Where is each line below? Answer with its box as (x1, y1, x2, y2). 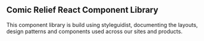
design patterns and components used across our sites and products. (6, 28, 183, 35)
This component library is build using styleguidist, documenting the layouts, (6, 21, 198, 28)
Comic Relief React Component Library (6, 5, 159, 15)
